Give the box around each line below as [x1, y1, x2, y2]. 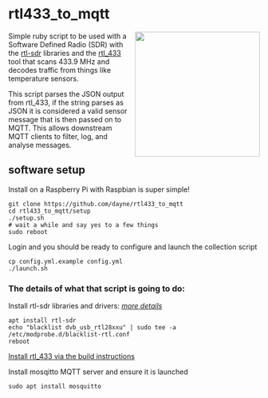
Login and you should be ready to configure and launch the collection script [8, 241, 258, 252]
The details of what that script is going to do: [8, 283, 186, 294]
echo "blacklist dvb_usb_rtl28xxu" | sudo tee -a [8, 324, 177, 332]
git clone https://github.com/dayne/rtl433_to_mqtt [8, 200, 183, 208]
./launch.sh [8, 265, 48, 273]
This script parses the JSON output [8, 89, 124, 98]
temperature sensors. [8, 74, 80, 83]
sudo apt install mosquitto [8, 383, 102, 391]
